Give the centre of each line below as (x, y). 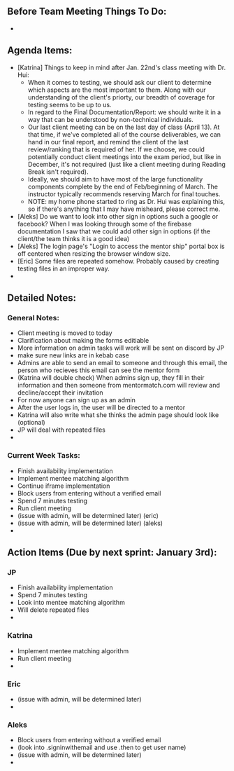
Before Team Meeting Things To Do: (87, 12)
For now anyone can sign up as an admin (76, 400)
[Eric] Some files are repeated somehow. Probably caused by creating (118, 261)
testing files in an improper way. (63, 268)
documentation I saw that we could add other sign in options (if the (114, 231)
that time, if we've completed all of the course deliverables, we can (124, 134)
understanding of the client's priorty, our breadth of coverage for (121, 97)
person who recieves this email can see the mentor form (98, 370)
